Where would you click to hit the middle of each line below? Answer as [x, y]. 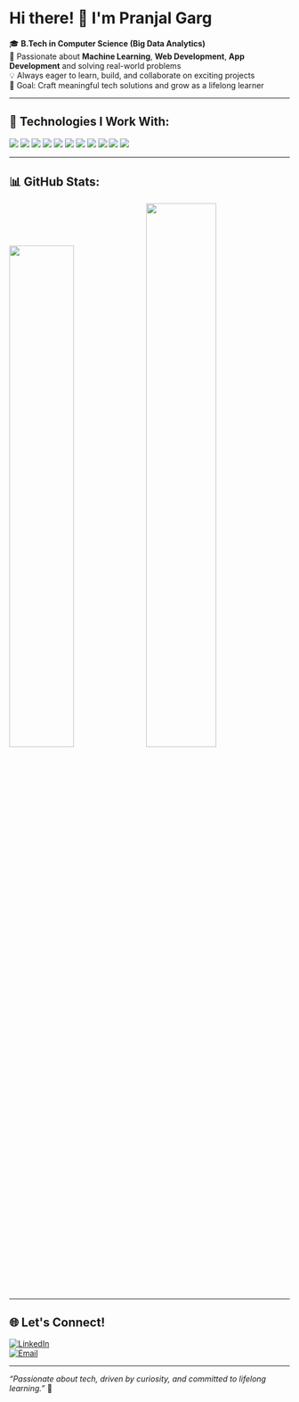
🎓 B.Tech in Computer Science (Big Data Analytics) [108, 43]
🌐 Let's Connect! [57, 1322]
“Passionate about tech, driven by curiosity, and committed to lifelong [138, 1379]
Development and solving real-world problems [95, 65]
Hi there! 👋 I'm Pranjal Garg [111, 18]
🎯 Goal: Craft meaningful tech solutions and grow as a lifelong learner [137, 85]
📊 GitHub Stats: [55, 182]
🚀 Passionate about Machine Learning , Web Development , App [127, 56]
